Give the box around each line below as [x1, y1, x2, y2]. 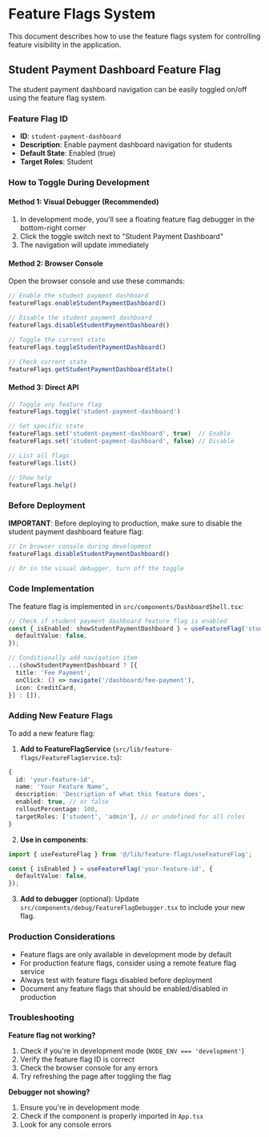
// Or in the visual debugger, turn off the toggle [8, 564, 184, 572]
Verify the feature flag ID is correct [19, 1054, 134, 1064]
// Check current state [8, 358, 88, 366]
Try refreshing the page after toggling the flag [19, 1071, 171, 1081]
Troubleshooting [8, 1012, 74, 1023]
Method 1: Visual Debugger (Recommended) [8, 197, 159, 206]
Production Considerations [8, 932, 116, 943]
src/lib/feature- [114, 745, 174, 753]
